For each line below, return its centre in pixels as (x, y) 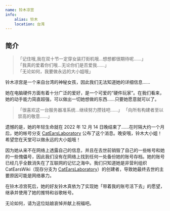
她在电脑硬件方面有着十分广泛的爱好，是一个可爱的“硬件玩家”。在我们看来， (85, 93)
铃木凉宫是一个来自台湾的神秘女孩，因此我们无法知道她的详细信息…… (78, 82)
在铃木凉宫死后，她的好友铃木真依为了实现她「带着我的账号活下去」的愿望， (85, 186)
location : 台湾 (30, 24)
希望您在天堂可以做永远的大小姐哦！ (43, 140)
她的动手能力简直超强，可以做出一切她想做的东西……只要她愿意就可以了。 (82, 99)
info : (11, 15)
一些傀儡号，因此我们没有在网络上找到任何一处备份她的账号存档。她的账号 (87, 156)
